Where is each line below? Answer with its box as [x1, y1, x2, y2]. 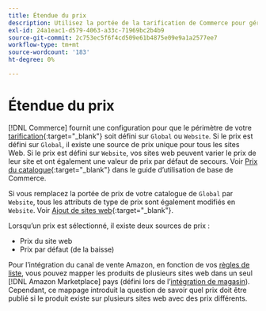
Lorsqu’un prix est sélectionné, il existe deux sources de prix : [8, 221, 211, 230]
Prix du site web [19, 236, 73, 245]
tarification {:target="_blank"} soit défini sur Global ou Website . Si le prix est [8, 131, 253, 141]
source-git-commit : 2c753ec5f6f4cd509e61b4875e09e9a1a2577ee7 [8, 33, 218, 42]
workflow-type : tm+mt [8, 41, 80, 49]
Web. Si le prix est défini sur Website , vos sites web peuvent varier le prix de [8, 148, 256, 157]
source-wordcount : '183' [8, 48, 90, 56]
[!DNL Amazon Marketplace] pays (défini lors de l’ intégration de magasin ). [8, 276, 251, 286]
